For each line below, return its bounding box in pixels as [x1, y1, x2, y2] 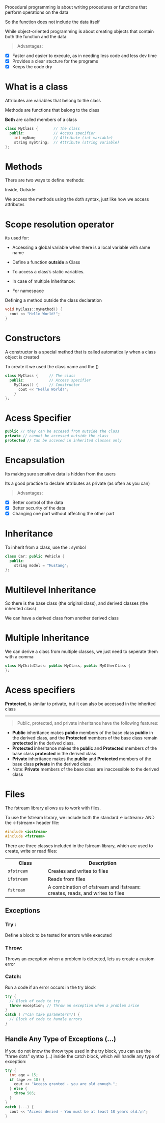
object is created [5, 354, 39, 360]
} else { [9, 1086, 27, 1091]
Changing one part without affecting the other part [12, 510, 114, 516]
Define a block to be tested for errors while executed [5, 932, 112, 938]
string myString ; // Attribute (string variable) [14, 140, 120, 145]
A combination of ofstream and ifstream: [48, 884, 141, 890]
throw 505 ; [14, 1091, 36, 1096]
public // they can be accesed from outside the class [5, 429, 120, 434]
